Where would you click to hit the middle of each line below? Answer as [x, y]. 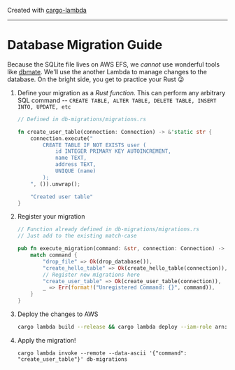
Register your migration [51, 217]
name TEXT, [71, 158]
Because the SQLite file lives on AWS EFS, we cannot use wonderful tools [114, 64]
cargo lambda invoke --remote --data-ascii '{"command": [102, 353]
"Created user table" [62, 197]
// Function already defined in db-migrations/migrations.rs [108, 229]
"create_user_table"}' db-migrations [72, 359]
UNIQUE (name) [76, 171]
